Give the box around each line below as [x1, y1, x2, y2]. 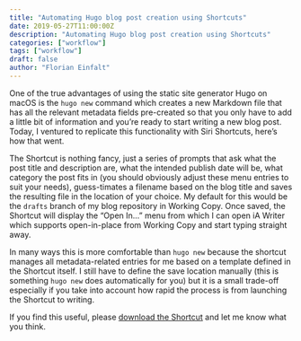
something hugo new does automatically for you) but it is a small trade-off [9, 275, 279, 285]
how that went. [9, 136, 65, 146]
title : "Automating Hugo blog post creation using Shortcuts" [9, 13, 247, 22]
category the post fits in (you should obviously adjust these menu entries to [9, 171, 289, 182]
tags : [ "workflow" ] [9, 47, 83, 56]
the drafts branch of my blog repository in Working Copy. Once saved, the [9, 200, 286, 211]
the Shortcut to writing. [9, 293, 95, 305]
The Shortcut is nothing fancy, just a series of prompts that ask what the [9, 153, 277, 163]
